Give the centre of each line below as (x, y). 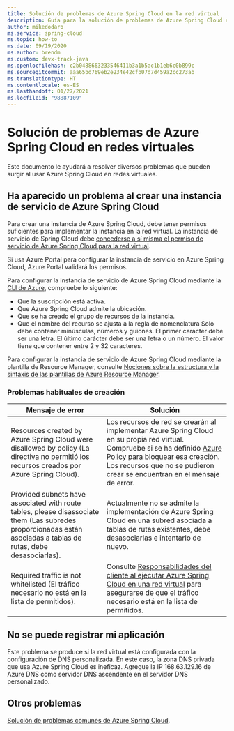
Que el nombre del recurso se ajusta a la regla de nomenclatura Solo (116, 323)
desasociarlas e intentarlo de (154, 538)
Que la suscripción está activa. (62, 301)
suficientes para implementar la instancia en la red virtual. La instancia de (112, 231)
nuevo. (117, 547)
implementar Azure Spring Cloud (160, 431)
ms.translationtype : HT (42, 78)
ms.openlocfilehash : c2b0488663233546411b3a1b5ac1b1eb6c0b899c (101, 66)
